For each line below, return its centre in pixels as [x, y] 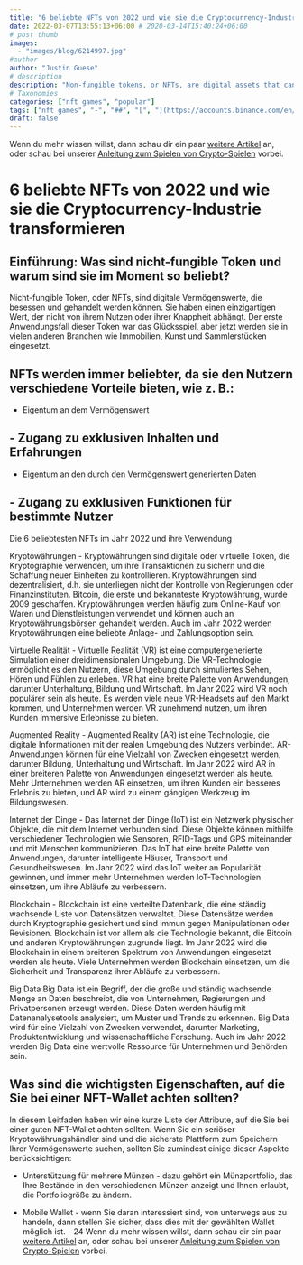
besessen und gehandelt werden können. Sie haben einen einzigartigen [143, 307]
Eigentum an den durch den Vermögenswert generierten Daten [139, 474]
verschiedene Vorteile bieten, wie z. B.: [122, 388]
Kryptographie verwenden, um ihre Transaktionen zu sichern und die [137, 565]
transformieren [67, 229]
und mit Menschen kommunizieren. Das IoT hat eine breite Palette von [139, 848]
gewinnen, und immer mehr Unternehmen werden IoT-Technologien [135, 877]
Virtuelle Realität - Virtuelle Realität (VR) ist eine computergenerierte [136, 650]
